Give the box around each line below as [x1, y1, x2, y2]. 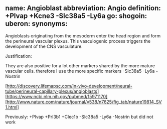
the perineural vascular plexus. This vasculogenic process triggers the [5, 38, 151, 44]
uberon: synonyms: [5, 19, 68, 28]
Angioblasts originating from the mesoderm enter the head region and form [5, 32, 161, 39]
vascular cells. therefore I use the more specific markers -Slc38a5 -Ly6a [5, 68, 155, 74]
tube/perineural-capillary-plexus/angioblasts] [5, 88, 99, 94]
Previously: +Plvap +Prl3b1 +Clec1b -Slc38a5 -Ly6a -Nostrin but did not [5, 114, 153, 120]
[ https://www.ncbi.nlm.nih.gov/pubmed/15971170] [5, 93, 108, 99]
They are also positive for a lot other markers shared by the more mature [5, 62, 155, 69]
